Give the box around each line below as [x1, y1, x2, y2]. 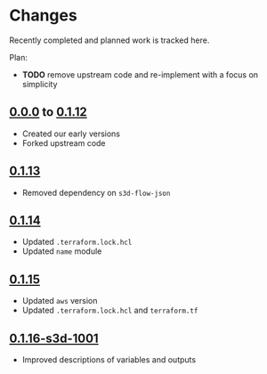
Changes [9, 5, 77, 26]
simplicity [21, 78, 58, 89]
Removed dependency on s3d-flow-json [21, 187, 171, 198]
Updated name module [21, 246, 102, 256]
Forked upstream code [21, 137, 106, 148]
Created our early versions [21, 128, 120, 139]
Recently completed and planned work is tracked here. [9, 35, 210, 45]
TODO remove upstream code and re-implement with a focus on [21, 69, 259, 80]
